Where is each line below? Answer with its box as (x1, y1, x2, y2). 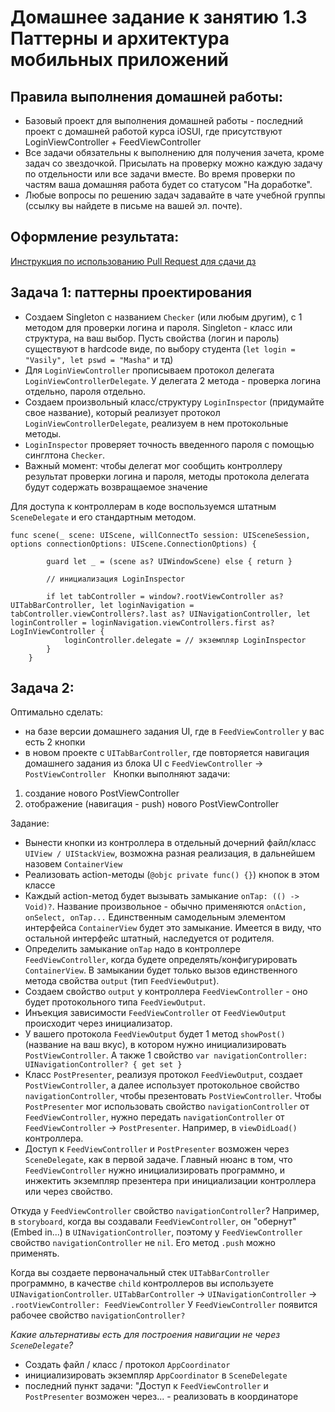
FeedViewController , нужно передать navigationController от (24, 1111, 285, 1123)
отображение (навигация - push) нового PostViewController (24, 798, 279, 810)
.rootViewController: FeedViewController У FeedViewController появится (10, 1299, 318, 1311)
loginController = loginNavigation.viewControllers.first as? (10, 617, 275, 628)
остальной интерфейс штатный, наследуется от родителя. (24, 932, 275, 945)
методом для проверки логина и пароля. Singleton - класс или (24, 321, 293, 333)
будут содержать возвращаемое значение (24, 481, 208, 493)
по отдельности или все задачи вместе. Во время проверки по (24, 168, 296, 180)
